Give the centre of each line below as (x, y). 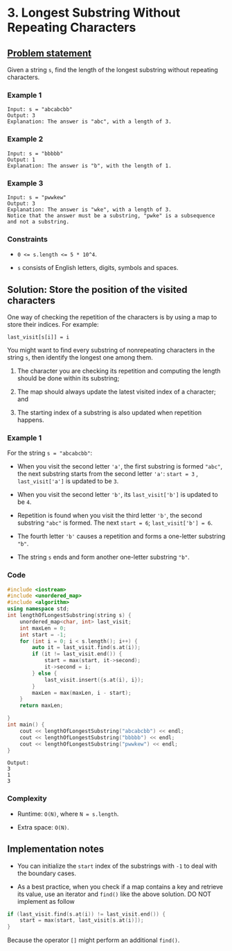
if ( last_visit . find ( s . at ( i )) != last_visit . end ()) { (87, 914)
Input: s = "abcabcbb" (40, 110)
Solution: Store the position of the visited (98, 289)
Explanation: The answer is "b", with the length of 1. (89, 166)
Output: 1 (21, 160)
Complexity (27, 798)
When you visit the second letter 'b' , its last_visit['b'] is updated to (117, 495)
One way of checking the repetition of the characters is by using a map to (112, 317)
